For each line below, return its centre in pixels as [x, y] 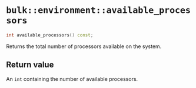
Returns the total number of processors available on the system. [84, 46]
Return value [30, 65]
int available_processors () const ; [50, 35]
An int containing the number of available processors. [72, 79]
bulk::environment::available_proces [99, 10]
